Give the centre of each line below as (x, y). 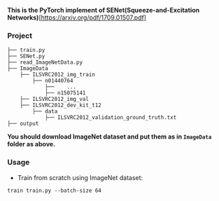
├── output (23, 124)
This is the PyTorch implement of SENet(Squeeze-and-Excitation (104, 10)
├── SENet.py (26, 56)
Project (20, 36)
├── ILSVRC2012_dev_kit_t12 (61, 105)
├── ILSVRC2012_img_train (58, 75)
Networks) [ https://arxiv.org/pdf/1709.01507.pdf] (77, 18)
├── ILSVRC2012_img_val (55, 99)
